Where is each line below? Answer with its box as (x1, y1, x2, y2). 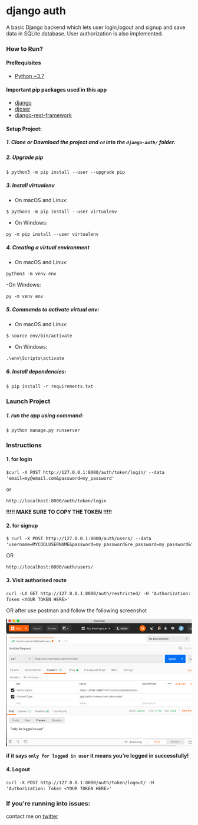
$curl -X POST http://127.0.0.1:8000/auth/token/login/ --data (6, 470, 165, 476)
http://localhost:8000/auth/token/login (6, 498, 107, 504)
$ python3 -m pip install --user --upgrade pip (6, 170, 126, 176)
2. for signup (6, 522, 38, 529)
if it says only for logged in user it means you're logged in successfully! (6, 752, 189, 759)
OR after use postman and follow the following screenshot (6, 607, 147, 614)
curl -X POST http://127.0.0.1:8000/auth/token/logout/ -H (6, 779, 154, 785)
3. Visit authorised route (6, 576, 67, 583)
